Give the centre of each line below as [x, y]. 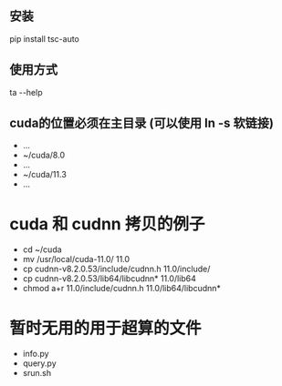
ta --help [26, 92]
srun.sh [37, 373]
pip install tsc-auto [45, 38]
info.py [36, 354]
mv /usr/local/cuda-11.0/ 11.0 [76, 259]
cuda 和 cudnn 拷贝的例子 [107, 223]
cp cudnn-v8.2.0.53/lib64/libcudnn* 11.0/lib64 [109, 279]
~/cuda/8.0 [44, 155]
